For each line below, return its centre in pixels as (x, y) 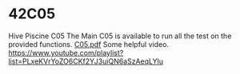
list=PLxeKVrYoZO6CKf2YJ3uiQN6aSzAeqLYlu (86, 61)
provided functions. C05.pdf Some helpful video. (89, 44)
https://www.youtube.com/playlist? (66, 53)
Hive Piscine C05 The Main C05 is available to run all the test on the (120, 36)
